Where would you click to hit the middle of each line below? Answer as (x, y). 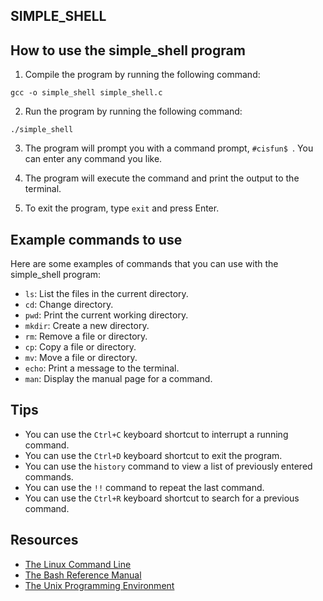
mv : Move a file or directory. (81, 358)
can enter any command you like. (93, 159)
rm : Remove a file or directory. (86, 336)
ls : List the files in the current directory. (106, 294)
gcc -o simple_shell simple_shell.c (86, 93)
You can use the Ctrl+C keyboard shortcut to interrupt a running (156, 434)
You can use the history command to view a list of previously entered (168, 466)
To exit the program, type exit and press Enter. (122, 208)
